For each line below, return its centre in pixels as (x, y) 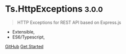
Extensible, (23, 32)
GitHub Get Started (24, 46)
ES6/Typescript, (28, 37)
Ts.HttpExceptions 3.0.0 (54, 9)
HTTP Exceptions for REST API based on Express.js (69, 22)
